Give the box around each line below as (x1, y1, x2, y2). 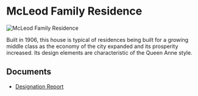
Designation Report (15, 83, 64, 90)
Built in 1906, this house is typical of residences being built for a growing (6, 36, 189, 43)
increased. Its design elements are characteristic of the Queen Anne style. (6, 49, 193, 56)
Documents (6, 67, 52, 77)
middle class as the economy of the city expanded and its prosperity (6, 43, 179, 50)
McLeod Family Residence (6, 4, 143, 18)
